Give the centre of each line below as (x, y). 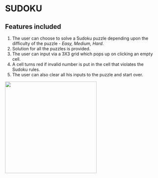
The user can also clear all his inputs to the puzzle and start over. (78, 75)
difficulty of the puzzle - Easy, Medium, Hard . (58, 44)
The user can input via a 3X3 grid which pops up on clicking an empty (82, 54)
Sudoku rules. (26, 69)
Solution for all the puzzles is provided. (51, 49)
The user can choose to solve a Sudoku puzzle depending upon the (80, 38)
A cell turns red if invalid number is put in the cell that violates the (78, 64)
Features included (33, 27)
